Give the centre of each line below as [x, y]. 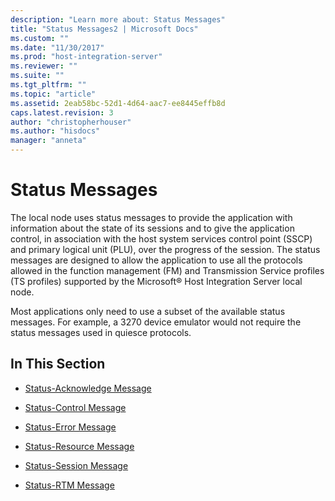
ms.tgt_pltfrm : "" [48, 85]
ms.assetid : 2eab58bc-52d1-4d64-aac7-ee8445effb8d [118, 103]
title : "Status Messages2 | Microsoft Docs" [104, 29]
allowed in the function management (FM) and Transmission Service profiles [167, 270]
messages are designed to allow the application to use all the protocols [156, 260]
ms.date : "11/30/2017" [57, 47]
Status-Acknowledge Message [88, 388]
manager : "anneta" [48, 141]
